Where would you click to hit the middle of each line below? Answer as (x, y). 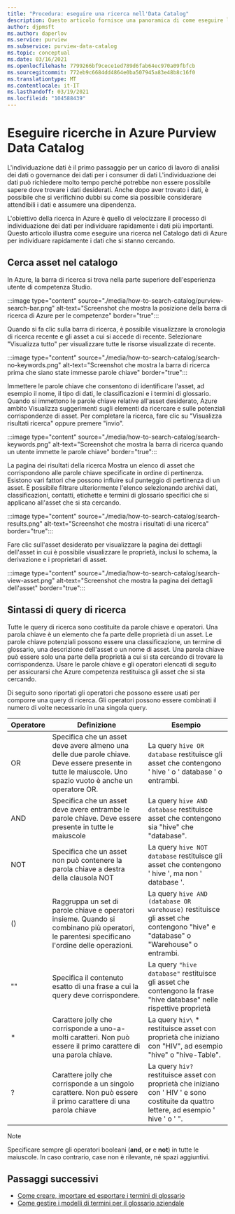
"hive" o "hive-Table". (184, 1054)
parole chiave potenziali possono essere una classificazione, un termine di (114, 641)
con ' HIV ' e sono (177, 1092)
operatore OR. (75, 789)
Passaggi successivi (53, 1179)
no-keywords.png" (34, 364)
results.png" (25, 524)
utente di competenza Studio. (50, 287)
